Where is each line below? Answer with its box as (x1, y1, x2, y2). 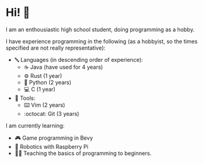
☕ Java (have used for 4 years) (23, 63, 103, 70)
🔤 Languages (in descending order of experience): (14, 56, 143, 63)
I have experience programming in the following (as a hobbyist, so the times (6, 37, 198, 45)
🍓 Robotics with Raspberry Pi (14, 143, 88, 150)
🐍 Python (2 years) (23, 78, 72, 86)
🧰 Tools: (14, 94, 36, 102)
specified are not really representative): (6, 44, 106, 51)
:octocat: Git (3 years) (23, 110, 79, 117)
